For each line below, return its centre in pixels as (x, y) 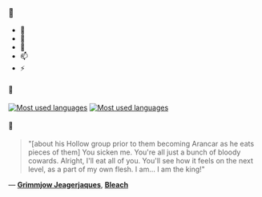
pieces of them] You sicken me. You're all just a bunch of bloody (134, 152)
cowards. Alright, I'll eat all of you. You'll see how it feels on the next (141, 160)
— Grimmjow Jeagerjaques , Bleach (69, 184)
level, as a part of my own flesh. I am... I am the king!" (117, 169)
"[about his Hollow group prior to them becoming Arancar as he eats (141, 143)
